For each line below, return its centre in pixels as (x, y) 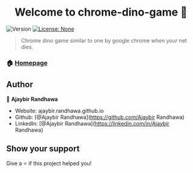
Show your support (43, 149)
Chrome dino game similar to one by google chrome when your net (104, 40)
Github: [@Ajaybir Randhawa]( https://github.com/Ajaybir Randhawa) (100, 117)
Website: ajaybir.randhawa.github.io (59, 111)
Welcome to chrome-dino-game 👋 (101, 12)
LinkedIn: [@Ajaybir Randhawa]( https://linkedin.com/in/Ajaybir (92, 123)
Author (20, 84)
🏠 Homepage (27, 62)
